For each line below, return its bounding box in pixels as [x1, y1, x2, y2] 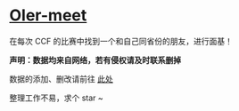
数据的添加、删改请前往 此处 [9, 73, 113, 84]
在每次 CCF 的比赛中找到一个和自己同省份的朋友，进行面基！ [9, 36, 234, 46]
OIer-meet [9, 5, 87, 26]
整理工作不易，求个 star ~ [9, 92, 104, 103]
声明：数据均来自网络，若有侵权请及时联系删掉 [9, 54, 181, 65]
